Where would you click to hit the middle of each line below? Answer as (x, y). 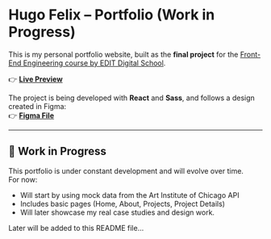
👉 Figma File (31, 115)
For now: (23, 179)
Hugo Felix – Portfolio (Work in (112, 15)
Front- (250, 54)
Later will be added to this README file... (76, 228)
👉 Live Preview (35, 79)
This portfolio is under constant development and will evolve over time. (126, 170)
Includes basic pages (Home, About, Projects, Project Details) (123, 203)
